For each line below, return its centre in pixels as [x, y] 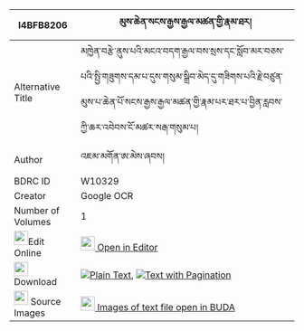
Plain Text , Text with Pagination [161, 275]
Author [28, 159]
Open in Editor [128, 247]
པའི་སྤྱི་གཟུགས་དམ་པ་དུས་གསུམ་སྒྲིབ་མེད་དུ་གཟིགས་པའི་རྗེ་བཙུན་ [182, 76]
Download [35, 282]
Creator [30, 196]
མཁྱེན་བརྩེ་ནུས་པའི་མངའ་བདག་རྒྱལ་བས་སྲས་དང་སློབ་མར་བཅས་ [183, 51]
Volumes [33, 222]
